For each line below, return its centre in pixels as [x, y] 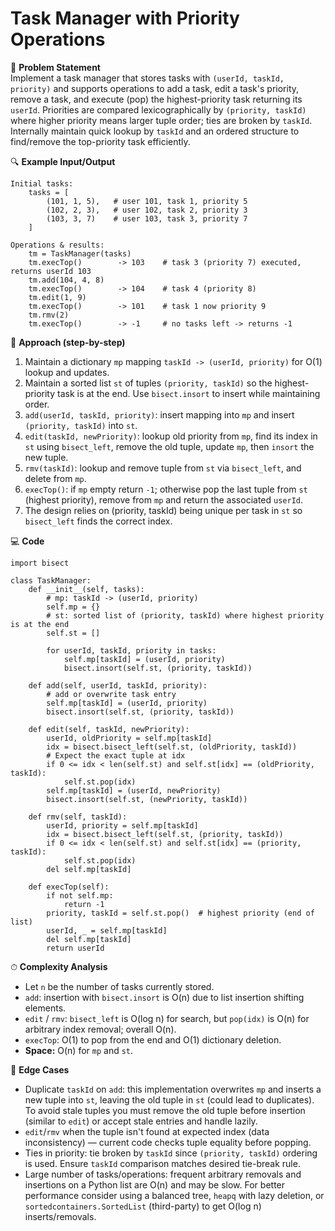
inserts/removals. [60, 1216]
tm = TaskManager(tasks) [80, 253]
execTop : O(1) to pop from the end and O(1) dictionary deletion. [153, 1039]
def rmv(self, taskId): [78, 817]
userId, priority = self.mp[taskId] [122, 825]
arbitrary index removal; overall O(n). [100, 1029]
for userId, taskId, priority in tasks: [131, 650]
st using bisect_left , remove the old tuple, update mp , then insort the [169, 446]
